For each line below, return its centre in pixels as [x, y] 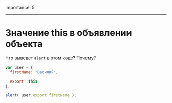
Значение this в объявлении [69, 33]
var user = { [19, 67]
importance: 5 [20, 7]
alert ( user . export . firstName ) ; [41, 95]
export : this [24, 81]
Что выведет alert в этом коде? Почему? [51, 58]
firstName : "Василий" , [34, 72]
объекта [24, 44]
